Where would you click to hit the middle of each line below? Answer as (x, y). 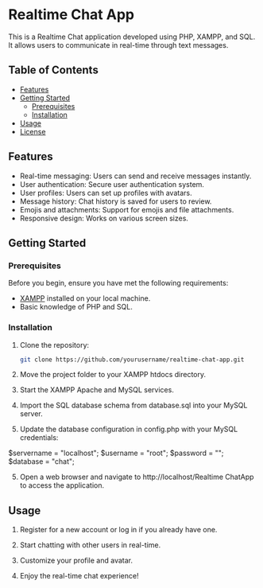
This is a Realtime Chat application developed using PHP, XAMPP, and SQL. (132, 37)
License (33, 131)
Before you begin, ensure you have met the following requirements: (118, 283)
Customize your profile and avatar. (76, 561)
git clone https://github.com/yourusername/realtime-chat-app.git (132, 360)
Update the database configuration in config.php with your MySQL (129, 429)
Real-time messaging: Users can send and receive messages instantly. (135, 176)
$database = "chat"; (41, 461)
